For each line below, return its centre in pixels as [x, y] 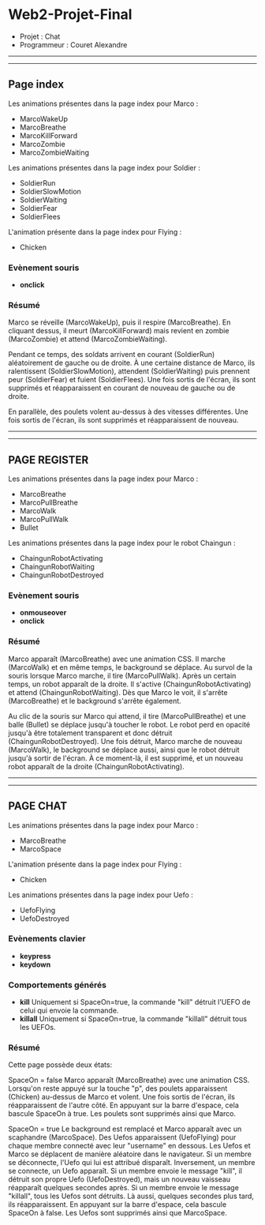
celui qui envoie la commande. [69, 1011]
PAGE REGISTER [49, 460]
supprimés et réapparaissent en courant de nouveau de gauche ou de [122, 388]
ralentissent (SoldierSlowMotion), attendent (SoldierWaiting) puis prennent [129, 371]
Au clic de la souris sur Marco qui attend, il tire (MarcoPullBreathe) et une [127, 716]
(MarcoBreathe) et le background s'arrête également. [95, 701]
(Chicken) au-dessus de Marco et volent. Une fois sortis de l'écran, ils [121, 1097]
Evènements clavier [47, 939]
